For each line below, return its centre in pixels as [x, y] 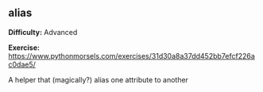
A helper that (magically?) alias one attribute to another [99, 79]
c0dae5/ [22, 64]
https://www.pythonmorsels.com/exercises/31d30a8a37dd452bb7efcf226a [132, 56]
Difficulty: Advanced [43, 32]
